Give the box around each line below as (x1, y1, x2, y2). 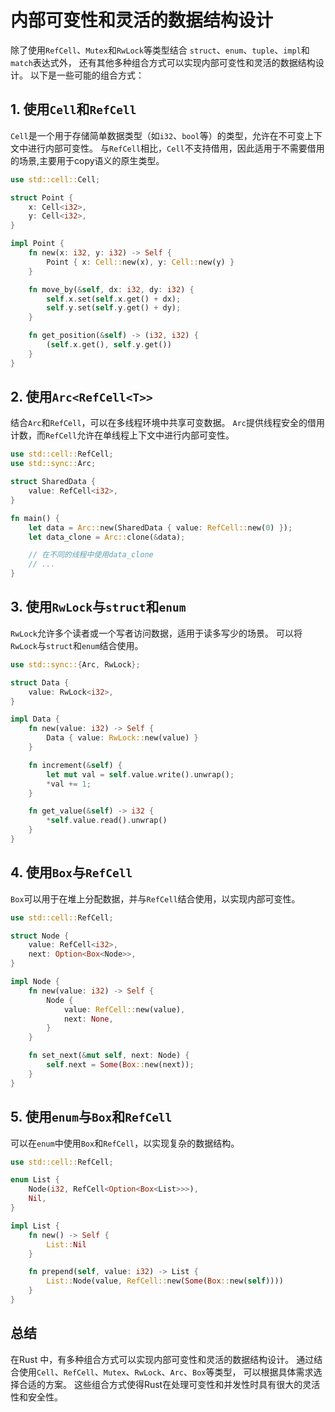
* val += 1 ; (46, 779, 92, 789)
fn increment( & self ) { (28, 760, 123, 770)
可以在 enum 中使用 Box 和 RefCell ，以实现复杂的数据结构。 (10, 1137, 240, 1149)
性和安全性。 (10, 1391, 63, 1403)
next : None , (63, 1014, 114, 1024)
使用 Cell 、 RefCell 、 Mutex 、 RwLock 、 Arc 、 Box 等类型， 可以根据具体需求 (18, 1366, 314, 1378)
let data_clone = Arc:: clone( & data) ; (28, 532, 186, 542)
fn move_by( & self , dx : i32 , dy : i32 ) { (28, 284, 195, 295)
